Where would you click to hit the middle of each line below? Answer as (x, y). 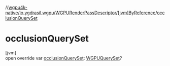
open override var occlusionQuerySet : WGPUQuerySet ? (64, 58)
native (12, 13)
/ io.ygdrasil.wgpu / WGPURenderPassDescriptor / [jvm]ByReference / (87, 13)
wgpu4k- (18, 7)
